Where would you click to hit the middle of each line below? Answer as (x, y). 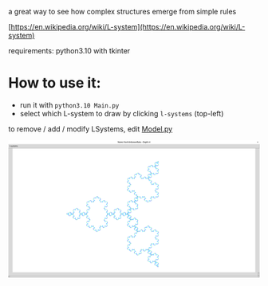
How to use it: (55, 83)
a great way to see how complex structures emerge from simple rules (122, 12)
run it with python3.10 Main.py (69, 105)
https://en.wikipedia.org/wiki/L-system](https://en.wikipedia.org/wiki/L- (128, 27)
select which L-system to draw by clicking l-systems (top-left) (122, 113)
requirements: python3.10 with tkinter (69, 51)
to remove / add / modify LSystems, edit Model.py (91, 129)
